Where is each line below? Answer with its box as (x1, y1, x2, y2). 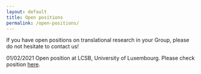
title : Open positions (6, 14, 63, 20)
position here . (6, 61, 41, 68)
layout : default (6, 8, 47, 15)
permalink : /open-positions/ (6, 20, 79, 26)
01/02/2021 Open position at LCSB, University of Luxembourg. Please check (6, 55, 195, 62)
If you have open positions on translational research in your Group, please (6, 37, 190, 44)
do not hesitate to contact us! (6, 43, 79, 50)
